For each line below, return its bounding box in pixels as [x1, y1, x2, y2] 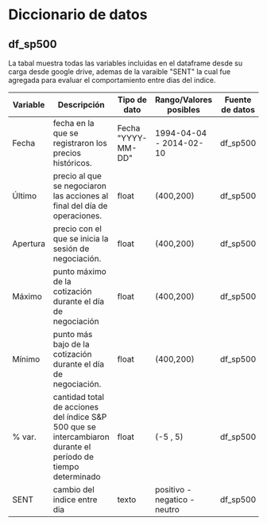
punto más [52, 329, 93, 339]
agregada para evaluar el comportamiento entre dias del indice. [8, 76, 216, 84]
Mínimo [12, 354, 41, 364]
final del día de [52, 201, 108, 211]
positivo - [154, 484, 192, 495]
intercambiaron [52, 432, 110, 442]
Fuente [224, 94, 252, 105]
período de [52, 452, 94, 462]
